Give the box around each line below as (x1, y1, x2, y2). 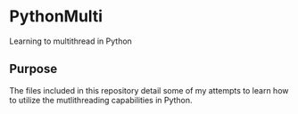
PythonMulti (9, 6, 103, 27)
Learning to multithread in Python (9, 36, 132, 46)
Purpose (9, 61, 58, 77)
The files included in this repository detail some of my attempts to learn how (9, 85, 289, 95)
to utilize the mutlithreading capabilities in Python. (9, 94, 194, 105)
